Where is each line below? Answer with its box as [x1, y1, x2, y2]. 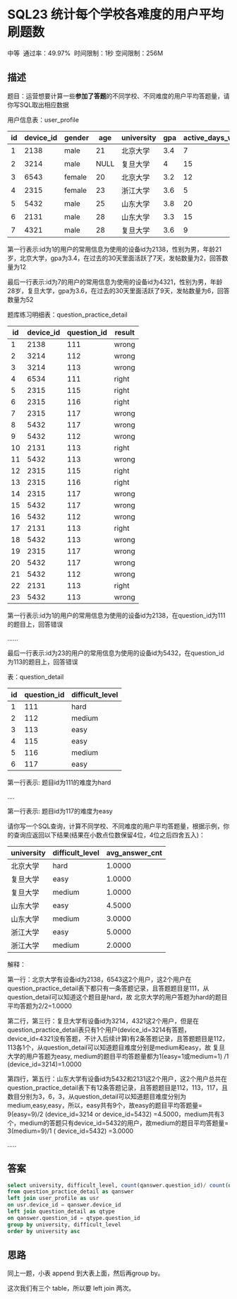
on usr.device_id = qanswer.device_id [7, 1201, 121, 1209]
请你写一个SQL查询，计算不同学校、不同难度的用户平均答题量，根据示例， [7, 821, 224, 830]
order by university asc [7, 1228, 80, 1235]
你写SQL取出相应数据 [7, 100, 69, 109]
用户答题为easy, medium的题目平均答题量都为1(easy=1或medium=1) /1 [25, 1052, 229, 1060]
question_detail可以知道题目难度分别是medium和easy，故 [43, 1043, 212, 1052]
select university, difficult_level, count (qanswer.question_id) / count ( [7, 1182, 229, 1189]
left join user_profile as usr [7, 1195, 99, 1202]
